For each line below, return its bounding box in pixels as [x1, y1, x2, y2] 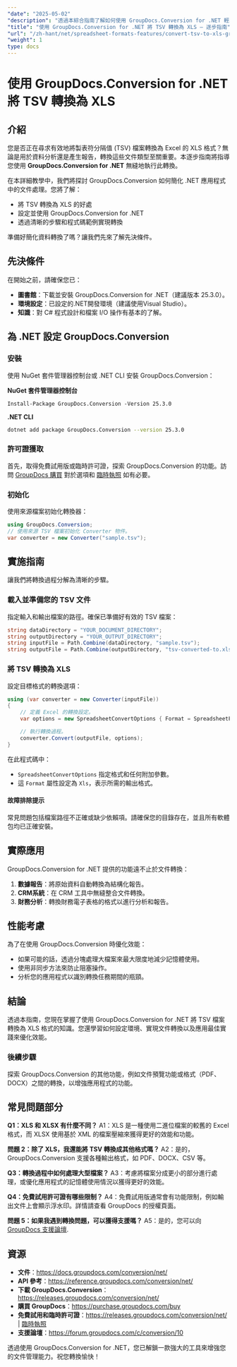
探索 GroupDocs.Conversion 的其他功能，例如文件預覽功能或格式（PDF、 [7, 1070, 221, 1078]
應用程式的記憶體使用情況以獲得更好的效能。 [37, 1178, 168, 1186]
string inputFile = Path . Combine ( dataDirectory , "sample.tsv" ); [7, 639, 200, 646]
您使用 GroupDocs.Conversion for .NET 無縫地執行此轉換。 [7, 162, 182, 169]
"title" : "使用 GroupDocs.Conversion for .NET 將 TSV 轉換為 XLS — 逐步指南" [7, 23, 231, 30]
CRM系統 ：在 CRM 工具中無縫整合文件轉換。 [17, 889, 150, 897]
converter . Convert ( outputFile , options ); [20, 735, 143, 742]
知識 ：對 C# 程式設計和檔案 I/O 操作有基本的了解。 [17, 308, 166, 316]
